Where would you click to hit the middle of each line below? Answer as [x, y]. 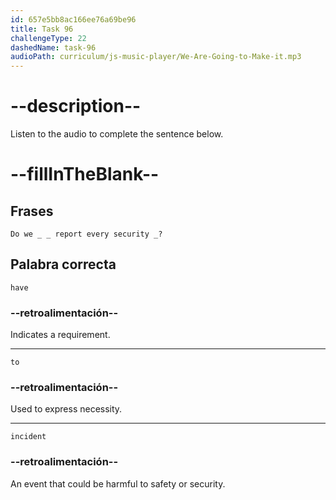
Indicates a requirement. [60, 335]
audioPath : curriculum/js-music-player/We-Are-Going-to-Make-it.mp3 [156, 57]
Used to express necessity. [66, 409]
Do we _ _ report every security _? [86, 234]
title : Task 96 [42, 29]
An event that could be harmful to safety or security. [118, 483]
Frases [32, 211]
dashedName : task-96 [53, 47]
